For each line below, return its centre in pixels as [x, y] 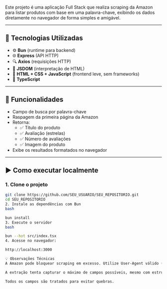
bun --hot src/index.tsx [31, 236]
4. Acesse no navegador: [31, 241]
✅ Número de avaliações [45, 139]
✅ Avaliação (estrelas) [42, 133]
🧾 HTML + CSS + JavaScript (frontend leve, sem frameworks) [76, 74]
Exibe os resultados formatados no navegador [60, 150]
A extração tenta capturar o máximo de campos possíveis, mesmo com [78, 272]
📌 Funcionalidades [34, 100]
